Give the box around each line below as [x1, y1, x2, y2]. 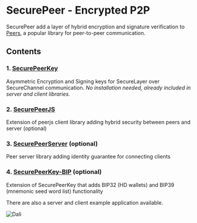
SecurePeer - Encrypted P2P [6, 4, 150, 17]
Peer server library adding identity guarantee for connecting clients [6, 153, 171, 160]
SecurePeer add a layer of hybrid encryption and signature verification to [6, 23, 185, 30]
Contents [6, 47, 42, 57]
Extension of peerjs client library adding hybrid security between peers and [6, 118, 191, 125]
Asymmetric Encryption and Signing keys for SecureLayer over [6, 77, 160, 85]
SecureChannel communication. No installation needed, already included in [6, 84, 191, 91]
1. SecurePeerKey [6, 64, 58, 73]
